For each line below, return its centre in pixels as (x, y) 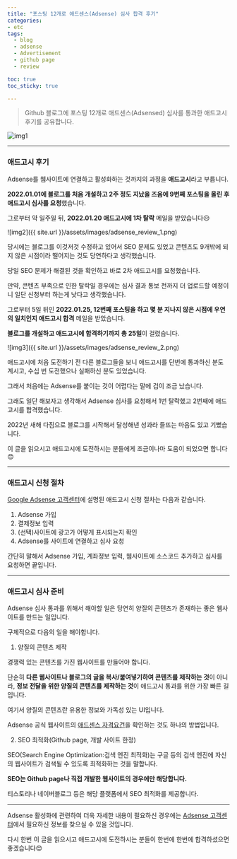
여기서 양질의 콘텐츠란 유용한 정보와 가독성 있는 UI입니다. (86, 710)
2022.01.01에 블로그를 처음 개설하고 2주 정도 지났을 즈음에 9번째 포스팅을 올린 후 (119, 194)
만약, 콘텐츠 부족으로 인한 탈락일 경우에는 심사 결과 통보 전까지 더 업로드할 (109, 285)
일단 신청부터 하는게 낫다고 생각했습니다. (70, 294)
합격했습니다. (44, 409)
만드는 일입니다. (48, 617)
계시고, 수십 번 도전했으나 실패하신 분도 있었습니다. (77, 370)
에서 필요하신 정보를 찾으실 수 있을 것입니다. (73, 824)
